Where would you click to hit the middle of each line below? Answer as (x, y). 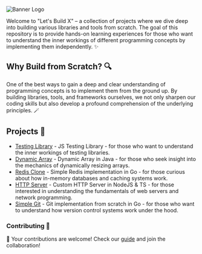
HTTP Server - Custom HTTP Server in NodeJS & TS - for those (94, 185)
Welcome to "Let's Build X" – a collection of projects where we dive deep (97, 21)
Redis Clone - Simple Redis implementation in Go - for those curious (100, 171)
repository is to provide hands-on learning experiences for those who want (100, 34)
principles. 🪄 (23, 110)
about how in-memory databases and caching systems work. (91, 178)
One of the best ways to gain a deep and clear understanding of (86, 84)
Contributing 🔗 (28, 226)
